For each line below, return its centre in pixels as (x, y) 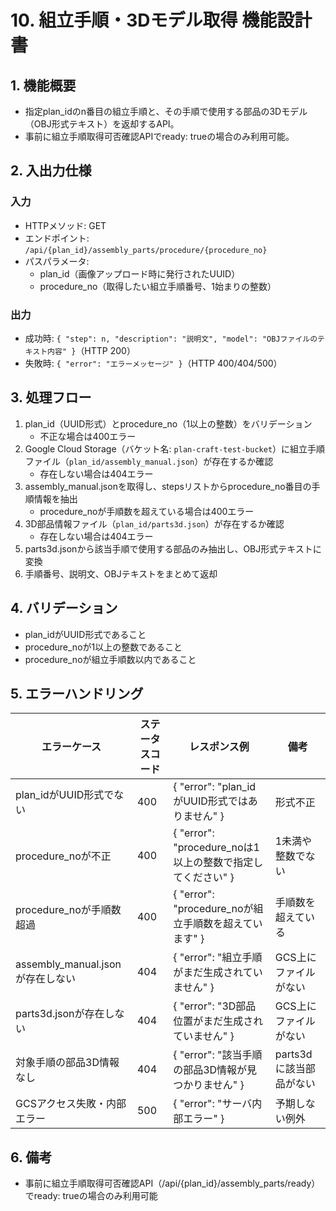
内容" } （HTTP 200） (91, 350)
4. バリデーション (64, 608)
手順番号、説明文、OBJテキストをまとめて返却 (121, 573)
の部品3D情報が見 (215, 1070)
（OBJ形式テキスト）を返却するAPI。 (102, 124)
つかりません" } (209, 1085)
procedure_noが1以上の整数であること (103, 647)
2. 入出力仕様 (51, 171)
